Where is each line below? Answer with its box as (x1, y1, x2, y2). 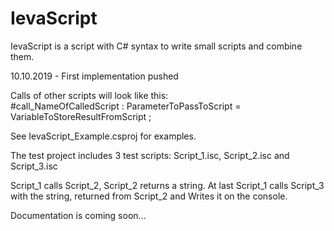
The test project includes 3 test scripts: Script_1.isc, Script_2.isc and (10, 149, 290, 161)
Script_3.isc (10, 160, 58, 172)
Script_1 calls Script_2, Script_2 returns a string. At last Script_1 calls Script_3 (10, 179, 325, 191)
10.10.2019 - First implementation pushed (10, 70, 179, 82)
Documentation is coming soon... (10, 209, 147, 221)
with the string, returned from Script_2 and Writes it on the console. (10, 190, 288, 202)
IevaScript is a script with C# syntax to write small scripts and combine (10, 40, 303, 52)
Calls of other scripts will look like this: (10, 89, 169, 101)
